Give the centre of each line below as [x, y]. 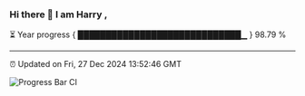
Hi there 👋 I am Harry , [59, 14]
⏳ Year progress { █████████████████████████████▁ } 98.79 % [148, 34]
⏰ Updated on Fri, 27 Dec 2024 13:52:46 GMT [95, 64]
